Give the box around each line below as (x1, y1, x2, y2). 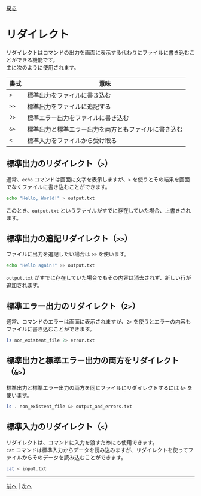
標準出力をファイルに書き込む (27, 91, 112, 100)
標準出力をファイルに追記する (27, 102, 112, 110)
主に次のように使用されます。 (6, 64, 80, 71)
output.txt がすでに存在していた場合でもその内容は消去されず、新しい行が (6, 274, 191, 282)
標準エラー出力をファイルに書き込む (27, 113, 130, 122)
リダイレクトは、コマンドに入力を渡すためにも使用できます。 (6, 438, 158, 446)
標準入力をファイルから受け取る (27, 136, 118, 145)
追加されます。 (6, 282, 43, 289)
